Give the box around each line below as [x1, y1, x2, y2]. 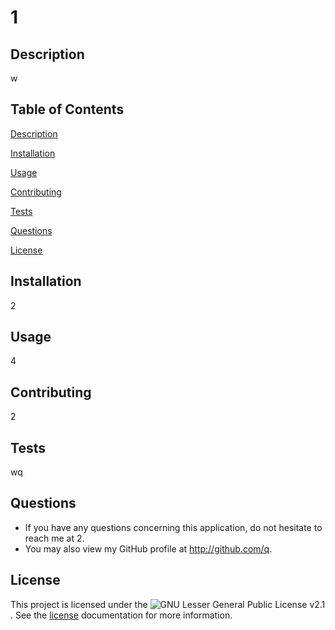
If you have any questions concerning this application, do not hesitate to [24, 521, 323, 533]
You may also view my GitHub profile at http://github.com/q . [24, 542, 273, 555]
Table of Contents [10, 101, 125, 118]
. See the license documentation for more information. [10, 609, 233, 621]
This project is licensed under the [10, 598, 148, 610]
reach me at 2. [24, 532, 85, 544]
